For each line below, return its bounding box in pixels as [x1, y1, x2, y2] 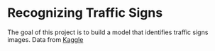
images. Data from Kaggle [7, 35, 84, 43]
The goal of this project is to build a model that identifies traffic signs [7, 28, 209, 36]
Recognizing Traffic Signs [7, 5, 163, 21]
